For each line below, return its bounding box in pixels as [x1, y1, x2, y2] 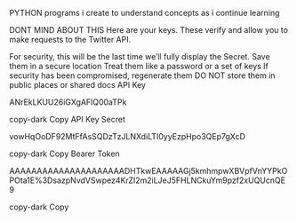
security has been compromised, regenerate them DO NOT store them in [9, 70, 276, 81]
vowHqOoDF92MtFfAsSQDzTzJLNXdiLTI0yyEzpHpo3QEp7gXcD [9, 131, 246, 141]
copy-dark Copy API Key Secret [9, 114, 126, 124]
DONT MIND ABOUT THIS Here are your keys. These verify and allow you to [9, 25, 289, 35]
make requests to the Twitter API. [9, 35, 132, 44]
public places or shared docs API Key [9, 80, 147, 90]
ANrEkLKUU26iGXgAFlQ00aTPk [9, 97, 127, 107]
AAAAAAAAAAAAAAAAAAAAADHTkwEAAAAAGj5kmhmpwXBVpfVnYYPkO [9, 166, 288, 176]
